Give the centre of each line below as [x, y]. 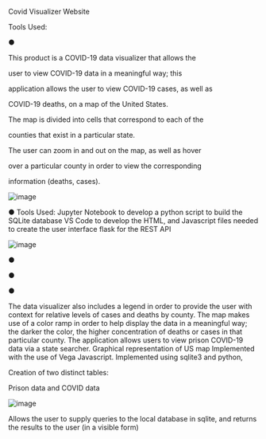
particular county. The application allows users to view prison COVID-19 [126, 340]
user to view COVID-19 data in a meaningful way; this [95, 73]
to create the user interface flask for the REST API [90, 229]
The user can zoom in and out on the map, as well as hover [105, 150]
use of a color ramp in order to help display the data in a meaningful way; [128, 323]
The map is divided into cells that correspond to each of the [106, 120]
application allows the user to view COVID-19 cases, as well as [110, 88]
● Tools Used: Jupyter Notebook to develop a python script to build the [125, 212]
